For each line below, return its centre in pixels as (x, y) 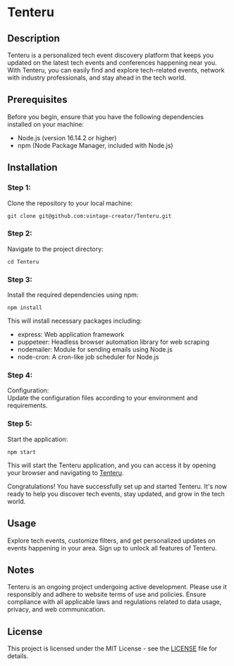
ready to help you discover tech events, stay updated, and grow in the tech (116, 493)
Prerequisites (37, 100)
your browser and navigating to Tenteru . (66, 472)
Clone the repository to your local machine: (70, 203)
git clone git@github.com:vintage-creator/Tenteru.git (90, 216)
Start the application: (38, 439)
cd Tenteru (23, 261)
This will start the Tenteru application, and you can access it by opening (112, 465)
